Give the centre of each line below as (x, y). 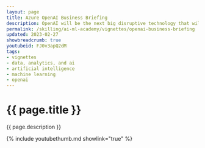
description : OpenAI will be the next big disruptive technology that (98, 23)
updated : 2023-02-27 (33, 35)
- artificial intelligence (41, 69)
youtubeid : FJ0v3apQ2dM (37, 46)
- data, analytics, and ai (41, 63)
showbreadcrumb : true (34, 40)
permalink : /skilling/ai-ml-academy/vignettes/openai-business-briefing (101, 29)
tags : (13, 52)
